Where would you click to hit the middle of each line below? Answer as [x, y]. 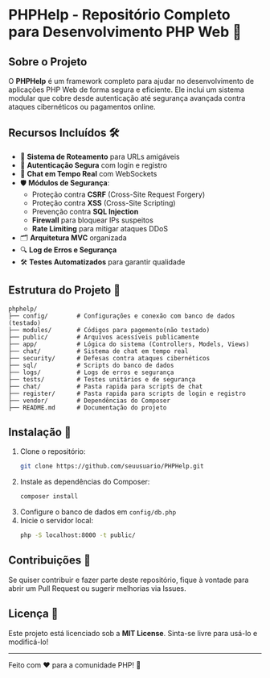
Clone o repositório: [53, 451]
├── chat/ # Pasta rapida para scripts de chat [106, 386]
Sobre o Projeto [48, 62]
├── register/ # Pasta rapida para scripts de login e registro [127, 393]
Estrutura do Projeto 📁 [64, 291]
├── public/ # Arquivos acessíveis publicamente [104, 337]
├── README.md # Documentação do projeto [88, 408]
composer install [49, 497]
